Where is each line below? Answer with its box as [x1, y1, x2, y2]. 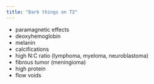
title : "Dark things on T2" [6, 9, 78, 15]
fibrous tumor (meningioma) [15, 58, 86, 66]
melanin [15, 39, 35, 46]
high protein [15, 65, 46, 72]
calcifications [15, 45, 50, 53]
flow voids [15, 71, 42, 78]
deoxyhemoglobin [15, 32, 61, 40]
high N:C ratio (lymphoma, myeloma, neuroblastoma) [15, 52, 148, 59]
